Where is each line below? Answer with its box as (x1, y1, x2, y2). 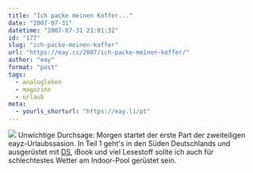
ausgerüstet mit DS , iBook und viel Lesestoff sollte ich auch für (8, 148, 214, 156)
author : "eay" (8, 56, 56, 64)
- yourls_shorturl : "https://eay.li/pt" (15, 108, 151, 116)
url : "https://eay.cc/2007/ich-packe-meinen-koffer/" (8, 48, 190, 56)
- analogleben (15, 78, 62, 86)
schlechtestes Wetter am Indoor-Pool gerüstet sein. (8, 156, 177, 165)
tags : (8, 71, 26, 79)
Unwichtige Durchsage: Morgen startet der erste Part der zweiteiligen (17, 130, 246, 140)
